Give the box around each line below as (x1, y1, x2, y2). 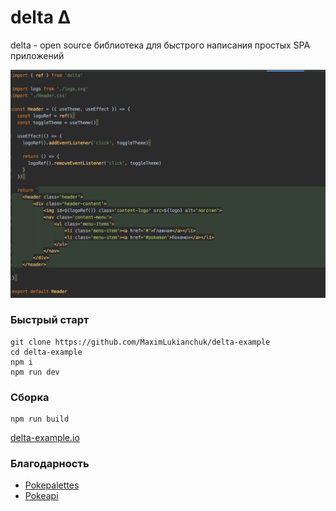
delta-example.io (10, 432, 80, 444)
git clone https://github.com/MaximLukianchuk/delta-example (10, 337, 271, 347)
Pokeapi (24, 490, 59, 502)
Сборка (10, 390, 50, 404)
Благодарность (10, 457, 90, 471)
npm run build (10, 414, 70, 425)
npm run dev (10, 367, 60, 377)
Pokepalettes (24, 479, 80, 491)
